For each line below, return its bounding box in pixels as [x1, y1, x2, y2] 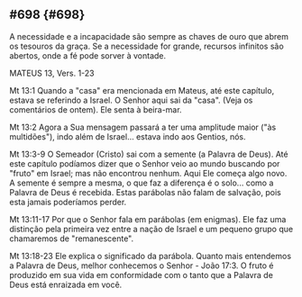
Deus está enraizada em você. [9, 279, 123, 290]
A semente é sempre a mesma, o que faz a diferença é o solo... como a [9, 177, 274, 188]
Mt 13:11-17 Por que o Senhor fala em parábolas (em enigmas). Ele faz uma [9, 213, 287, 224]
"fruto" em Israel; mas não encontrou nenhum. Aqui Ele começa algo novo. [9, 167, 288, 178]
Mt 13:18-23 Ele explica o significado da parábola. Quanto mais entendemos [9, 250, 291, 261]
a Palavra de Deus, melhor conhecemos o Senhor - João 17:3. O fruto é [9, 260, 274, 271]
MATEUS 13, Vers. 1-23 [9, 67, 95, 78]
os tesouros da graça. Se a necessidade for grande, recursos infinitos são [9, 40, 284, 51]
